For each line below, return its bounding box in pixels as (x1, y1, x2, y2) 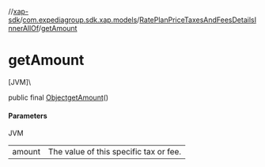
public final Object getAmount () (8, 93, 109, 102)
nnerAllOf (8, 24, 40, 32)
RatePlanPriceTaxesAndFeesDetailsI (139, 15, 257, 25)
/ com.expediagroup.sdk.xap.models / (19, 15, 140, 25)
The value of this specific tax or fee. (47, 146, 182, 158)
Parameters (8, 111, 47, 120)
